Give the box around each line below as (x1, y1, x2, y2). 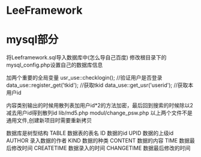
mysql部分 (6, 33, 59, 47)
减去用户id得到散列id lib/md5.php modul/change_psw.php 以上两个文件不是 (6, 109, 193, 117)
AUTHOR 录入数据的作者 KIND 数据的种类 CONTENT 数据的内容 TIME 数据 (6, 137, 190, 144)
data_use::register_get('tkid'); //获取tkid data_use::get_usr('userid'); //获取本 (6, 81, 194, 89)
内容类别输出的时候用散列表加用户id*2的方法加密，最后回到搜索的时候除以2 (6, 102, 194, 109)
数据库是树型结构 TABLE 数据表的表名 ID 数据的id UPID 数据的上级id (6, 129, 174, 137)
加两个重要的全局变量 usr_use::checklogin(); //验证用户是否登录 (6, 74, 163, 81)
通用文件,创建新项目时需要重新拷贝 (6, 117, 92, 124)
